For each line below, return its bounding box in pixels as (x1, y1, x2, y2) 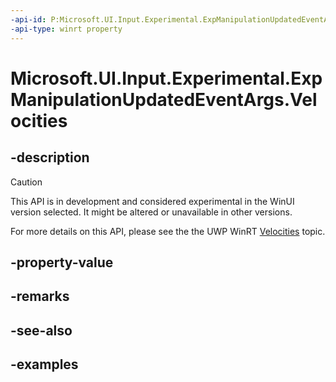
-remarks (10, 288, 70, 305)
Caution (10, 176, 43, 188)
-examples (10, 356, 79, 373)
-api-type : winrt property (10, 24, 123, 34)
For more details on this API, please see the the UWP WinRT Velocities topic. (10, 225, 326, 237)
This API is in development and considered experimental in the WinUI (10, 195, 295, 207)
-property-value (10, 254, 114, 271)
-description (10, 149, 90, 166)
